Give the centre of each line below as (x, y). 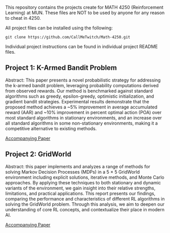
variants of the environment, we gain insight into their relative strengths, (80, 188)
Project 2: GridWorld (38, 154)
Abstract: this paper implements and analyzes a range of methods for (78, 166)
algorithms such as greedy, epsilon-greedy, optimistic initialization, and (80, 96)
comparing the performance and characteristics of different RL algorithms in (85, 199)
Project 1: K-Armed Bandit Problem (61, 68)
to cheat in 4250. (23, 18)
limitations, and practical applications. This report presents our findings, (80, 193)
